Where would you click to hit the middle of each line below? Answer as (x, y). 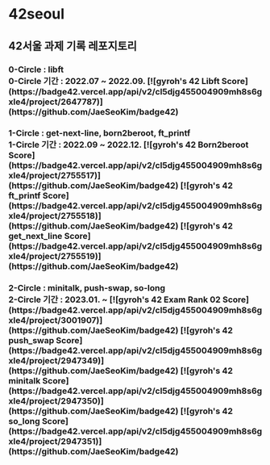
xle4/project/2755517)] (54, 176)
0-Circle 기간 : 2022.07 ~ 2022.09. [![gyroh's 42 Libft (114, 81)
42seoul (37, 14)
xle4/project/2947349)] (56, 361)
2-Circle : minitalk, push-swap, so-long (87, 288)
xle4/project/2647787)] (56, 102)
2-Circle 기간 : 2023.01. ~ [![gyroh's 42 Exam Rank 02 (115, 300)
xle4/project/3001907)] (56, 320)
